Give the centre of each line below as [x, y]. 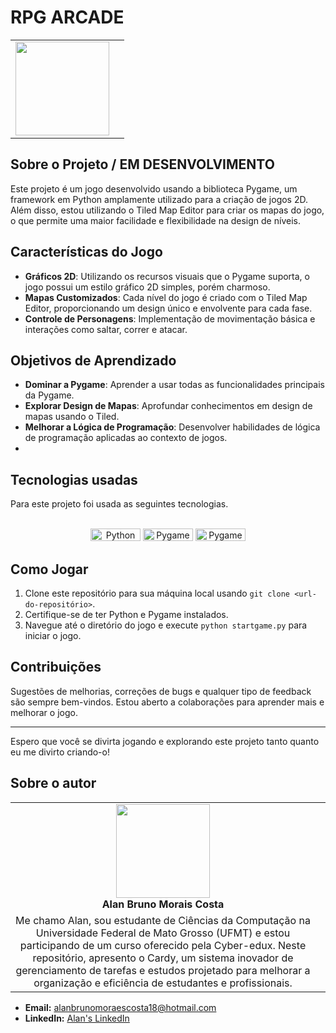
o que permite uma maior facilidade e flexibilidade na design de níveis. [155, 220]
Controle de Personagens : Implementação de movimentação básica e [170, 318]
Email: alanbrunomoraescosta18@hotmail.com [120, 1007]
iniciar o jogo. [53, 635]
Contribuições [56, 667]
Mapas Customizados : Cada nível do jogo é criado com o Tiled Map [166, 297]
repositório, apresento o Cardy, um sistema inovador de [163, 958]
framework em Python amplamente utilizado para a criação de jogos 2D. [159, 199]
